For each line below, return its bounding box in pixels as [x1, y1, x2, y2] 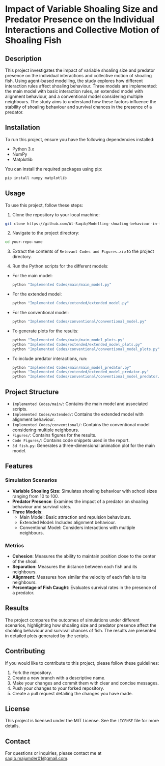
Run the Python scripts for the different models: [12, 263, 109, 269]
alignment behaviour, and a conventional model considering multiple [5, 93, 143, 99]
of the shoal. [12, 558, 38, 564]
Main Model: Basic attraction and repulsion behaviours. [19, 514, 132, 520]
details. [5, 723, 20, 729]
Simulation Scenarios [5, 477, 57, 484]
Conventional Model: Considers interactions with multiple [19, 525, 136, 530]
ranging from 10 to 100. [12, 493, 59, 499]
